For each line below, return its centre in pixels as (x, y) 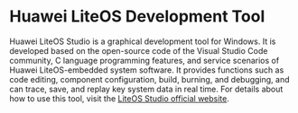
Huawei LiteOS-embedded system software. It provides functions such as (147, 70)
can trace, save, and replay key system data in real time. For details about (146, 89)
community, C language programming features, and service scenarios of (144, 60)
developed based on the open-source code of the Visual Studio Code (139, 50)
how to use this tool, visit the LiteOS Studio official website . (120, 98)
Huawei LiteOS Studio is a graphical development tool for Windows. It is (143, 41)
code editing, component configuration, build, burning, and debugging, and (150, 79)
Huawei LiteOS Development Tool (137, 17)
